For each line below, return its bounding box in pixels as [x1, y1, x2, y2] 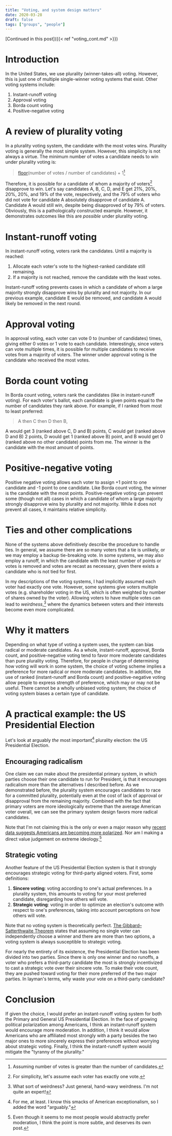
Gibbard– [122, 922, 142, 928]
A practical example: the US [5, 708, 126, 720]
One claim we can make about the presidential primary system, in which [5, 771, 157, 777]
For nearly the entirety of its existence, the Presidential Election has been [5, 948, 160, 955]
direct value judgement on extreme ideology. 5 [5, 835, 102, 842]
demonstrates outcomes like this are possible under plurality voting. [5, 213, 148, 219]
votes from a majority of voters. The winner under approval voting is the [5, 352, 157, 358]
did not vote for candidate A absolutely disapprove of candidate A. [5, 197, 145, 203]
